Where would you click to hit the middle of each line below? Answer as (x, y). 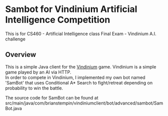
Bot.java (14, 108)
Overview (21, 55)
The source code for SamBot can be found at (52, 97)
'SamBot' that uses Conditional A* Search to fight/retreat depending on (79, 82)
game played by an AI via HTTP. (38, 72)
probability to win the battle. (34, 88)
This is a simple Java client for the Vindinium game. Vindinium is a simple (81, 66)
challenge (16, 39)
